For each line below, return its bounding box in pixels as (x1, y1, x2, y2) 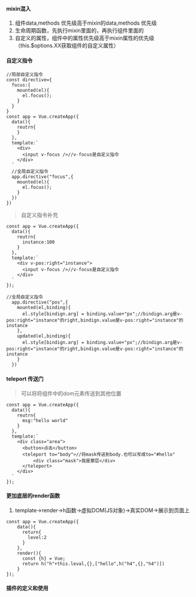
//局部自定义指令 (6, 72, 43, 78)
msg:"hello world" (22, 417, 68, 423)
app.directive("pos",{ (11, 299, 68, 305)
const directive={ (6, 77, 52, 83)
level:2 (28, 534, 47, 540)
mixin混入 (6, 5, 31, 12)
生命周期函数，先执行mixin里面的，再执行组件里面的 (14, 27, 144, 34)
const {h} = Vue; (22, 556, 66, 562)
